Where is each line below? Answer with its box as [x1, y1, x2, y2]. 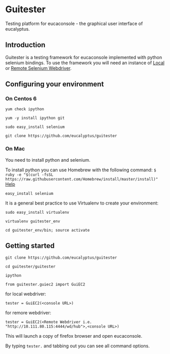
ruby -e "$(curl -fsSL [5, 172, 53, 177]
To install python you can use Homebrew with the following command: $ [5, 167, 156, 173]
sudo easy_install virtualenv [5, 210, 70, 215]
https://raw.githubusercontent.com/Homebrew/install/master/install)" [5, 176, 158, 182]
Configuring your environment [5, 80, 104, 89]
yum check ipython [5, 107, 44, 112]
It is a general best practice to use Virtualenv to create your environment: [5, 200, 159, 206]
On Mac [5, 145, 25, 153]
